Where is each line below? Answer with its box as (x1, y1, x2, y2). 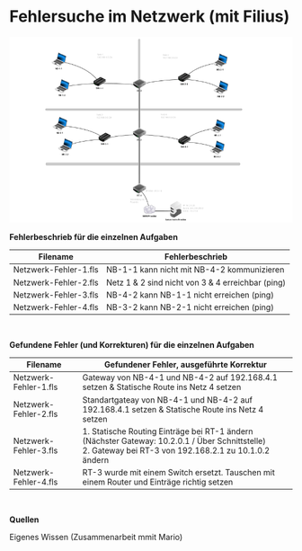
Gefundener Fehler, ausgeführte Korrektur (104, 360, 268, 370)
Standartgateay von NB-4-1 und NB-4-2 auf (82, 394, 253, 405)
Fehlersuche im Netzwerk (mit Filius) (9, 6, 290, 27)
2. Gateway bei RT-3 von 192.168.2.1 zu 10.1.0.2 (82, 445, 271, 456)
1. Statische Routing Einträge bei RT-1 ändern (82, 425, 253, 437)
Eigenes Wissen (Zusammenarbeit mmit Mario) (9, 531, 183, 542)
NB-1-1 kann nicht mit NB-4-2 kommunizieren (106, 264, 285, 275)
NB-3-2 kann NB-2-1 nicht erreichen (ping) (106, 302, 274, 313)
